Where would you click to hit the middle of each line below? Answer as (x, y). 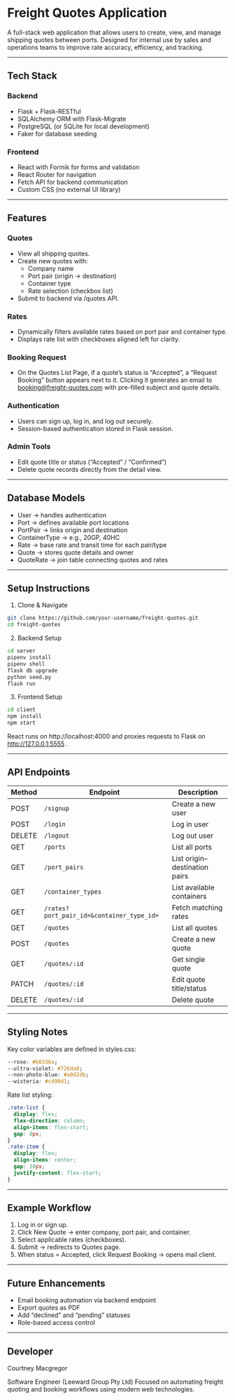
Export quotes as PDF (49, 1308)
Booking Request (37, 357)
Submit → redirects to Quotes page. (69, 1247)
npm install (24, 716)
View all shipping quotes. (54, 253)
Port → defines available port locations (73, 522)
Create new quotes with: (53, 260)
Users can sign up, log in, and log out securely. (85, 421)
